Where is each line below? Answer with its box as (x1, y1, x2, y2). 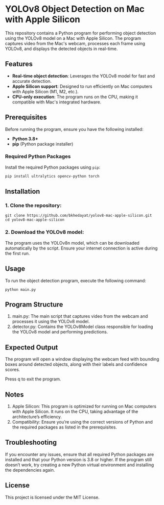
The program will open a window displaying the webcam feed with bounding (5, 356, 159, 362)
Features (5, 60, 33, 68)
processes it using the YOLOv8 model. (12, 319, 90, 325)
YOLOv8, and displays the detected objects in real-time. (5, 46, 118, 51)
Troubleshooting (5, 438, 57, 447)
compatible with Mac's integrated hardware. (12, 99, 101, 105)
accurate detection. (12, 78, 52, 84)
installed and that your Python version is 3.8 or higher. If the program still (5, 456, 152, 462)
